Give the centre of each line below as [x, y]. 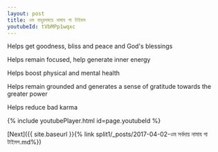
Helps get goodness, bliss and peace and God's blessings [90, 47]
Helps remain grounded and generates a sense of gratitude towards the [109, 87]
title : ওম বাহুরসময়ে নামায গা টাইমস [46, 20]
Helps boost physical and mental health [63, 73]
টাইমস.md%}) [24, 142]
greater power [27, 94]
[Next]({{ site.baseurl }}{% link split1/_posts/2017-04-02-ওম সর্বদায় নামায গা [107, 134]
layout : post [26, 14]
